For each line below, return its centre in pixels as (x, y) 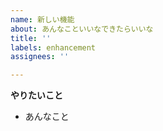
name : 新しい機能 (42, 19)
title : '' (31, 38)
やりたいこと (36, 95)
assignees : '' (40, 57)
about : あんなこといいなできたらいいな (82, 29)
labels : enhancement (53, 47)
